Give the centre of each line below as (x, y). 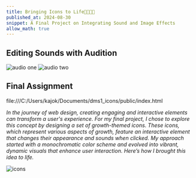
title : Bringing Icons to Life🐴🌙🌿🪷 (51, 12)
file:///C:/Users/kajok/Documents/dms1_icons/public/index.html (85, 100)
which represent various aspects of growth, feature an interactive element (98, 131)
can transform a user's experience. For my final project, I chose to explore (98, 118)
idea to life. (20, 157)
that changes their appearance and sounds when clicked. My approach (95, 138)
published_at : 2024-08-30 (38, 17)
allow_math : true (28, 29)
